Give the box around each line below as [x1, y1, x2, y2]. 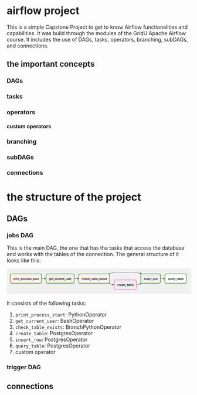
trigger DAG [6, 363, 42, 372]
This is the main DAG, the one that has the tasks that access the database [6, 244, 185, 251]
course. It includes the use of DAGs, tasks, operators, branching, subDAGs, [6, 36, 188, 43]
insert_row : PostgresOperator [15, 336, 88, 343]
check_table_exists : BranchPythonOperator [15, 324, 122, 331]
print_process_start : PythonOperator [15, 311, 107, 318]
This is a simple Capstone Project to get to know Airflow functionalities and [6, 23, 188, 30]
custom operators [6, 122, 52, 130]
